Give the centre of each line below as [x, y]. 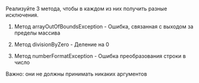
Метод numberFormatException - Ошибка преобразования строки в [100, 56]
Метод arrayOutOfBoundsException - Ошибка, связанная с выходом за [104, 27]
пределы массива [37, 33]
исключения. [22, 15]
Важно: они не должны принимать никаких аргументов [76, 74]
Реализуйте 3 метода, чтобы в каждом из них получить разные [86, 9]
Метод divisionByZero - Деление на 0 [62, 44]
